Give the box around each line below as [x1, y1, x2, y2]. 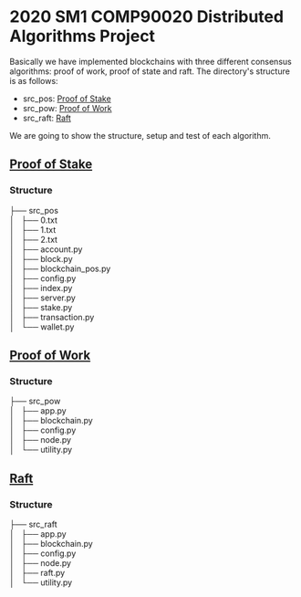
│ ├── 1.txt [9, 224, 57, 235]
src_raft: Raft [22, 112, 71, 123]
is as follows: [9, 75, 58, 86]
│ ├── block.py [9, 253, 73, 264]
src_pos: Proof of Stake [22, 93, 111, 104]
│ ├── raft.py [9, 568, 66, 578]
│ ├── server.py [9, 292, 76, 303]
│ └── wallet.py [9, 321, 75, 332]
